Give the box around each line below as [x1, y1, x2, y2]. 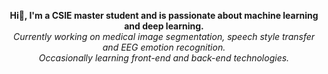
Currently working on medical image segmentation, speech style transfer [12, 31, 316, 42]
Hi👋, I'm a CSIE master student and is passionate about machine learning [9, 10, 319, 21]
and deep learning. [124, 20, 204, 32]
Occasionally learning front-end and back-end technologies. [38, 52, 290, 64]
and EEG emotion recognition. [102, 41, 226, 53]
